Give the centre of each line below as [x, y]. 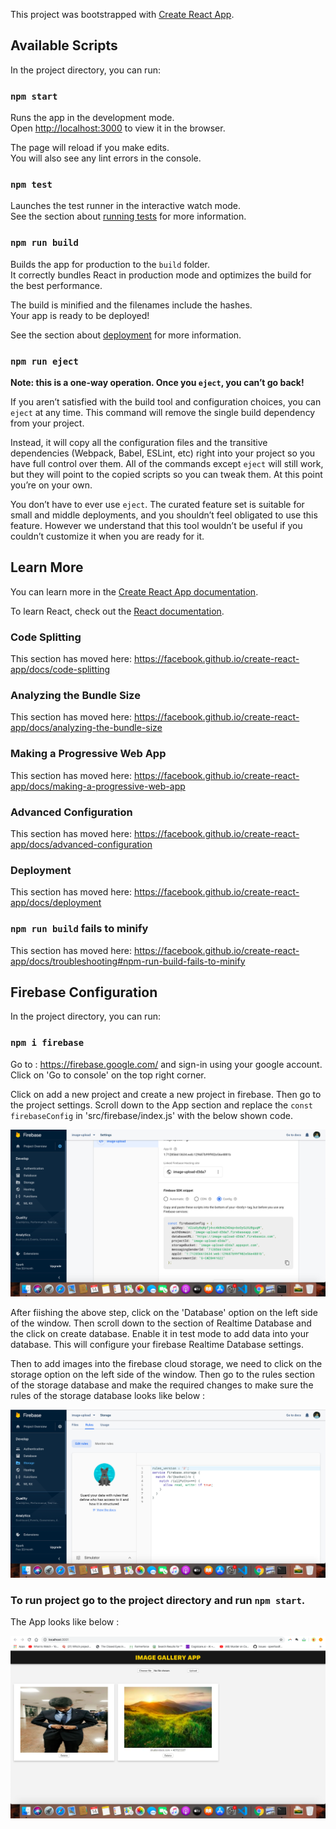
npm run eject [44, 361]
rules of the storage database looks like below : [108, 1396]
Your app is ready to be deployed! [80, 315]
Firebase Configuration [84, 992]
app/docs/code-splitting [60, 670]
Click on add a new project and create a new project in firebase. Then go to [166, 1094]
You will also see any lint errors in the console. [106, 158]
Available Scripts [64, 45]
